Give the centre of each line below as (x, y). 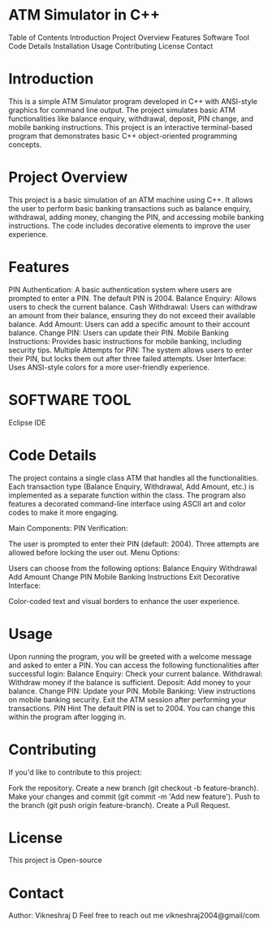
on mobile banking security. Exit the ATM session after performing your (127, 699)
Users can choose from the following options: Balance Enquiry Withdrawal (133, 568)
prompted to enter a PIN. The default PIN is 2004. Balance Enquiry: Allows (133, 298)
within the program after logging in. (67, 717)
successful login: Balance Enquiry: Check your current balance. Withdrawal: (136, 673)
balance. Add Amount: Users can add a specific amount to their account (129, 324)
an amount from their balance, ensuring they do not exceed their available (132, 315)
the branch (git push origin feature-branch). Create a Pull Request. (119, 805)
